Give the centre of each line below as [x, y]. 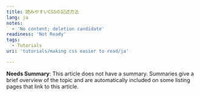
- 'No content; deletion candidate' [58, 29]
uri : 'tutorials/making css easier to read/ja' [68, 51]
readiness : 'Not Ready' [36, 34]
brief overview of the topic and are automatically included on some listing [98, 80]
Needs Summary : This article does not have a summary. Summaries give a [100, 74]
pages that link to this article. [43, 86]
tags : [13, 40]
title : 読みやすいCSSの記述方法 [43, 12]
